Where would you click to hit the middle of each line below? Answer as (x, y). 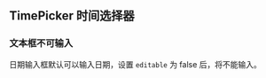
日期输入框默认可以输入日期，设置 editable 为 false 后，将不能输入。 (135, 64)
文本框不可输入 (41, 43)
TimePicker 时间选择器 (72, 16)
